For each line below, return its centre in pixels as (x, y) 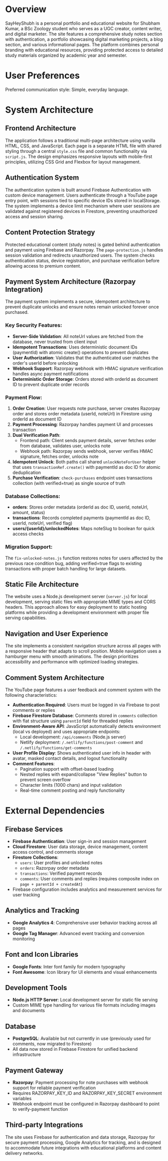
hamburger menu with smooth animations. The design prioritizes (72, 656)
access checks (28, 534)
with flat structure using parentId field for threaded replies (73, 721)
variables (22, 1098)
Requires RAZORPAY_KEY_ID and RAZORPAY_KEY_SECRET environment (87, 1093)
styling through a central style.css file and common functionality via (76, 151)
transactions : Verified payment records (61, 873)
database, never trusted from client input (55, 342)
